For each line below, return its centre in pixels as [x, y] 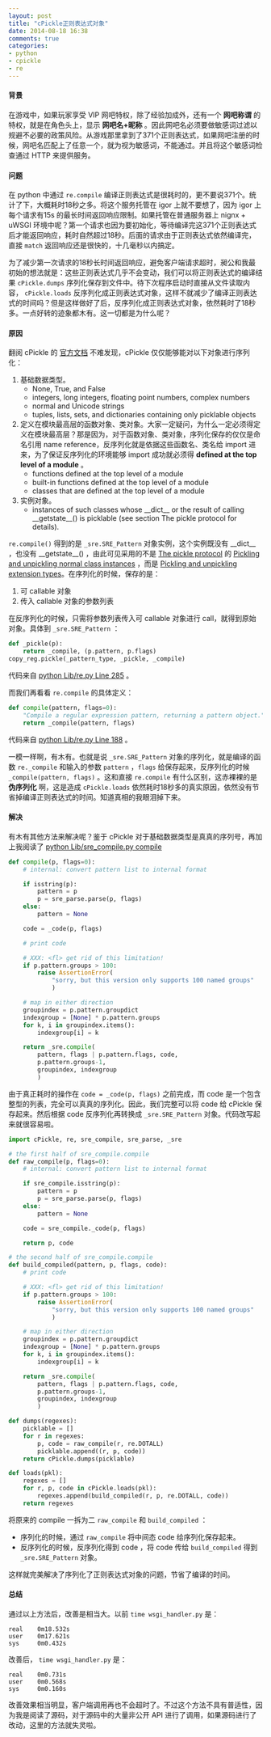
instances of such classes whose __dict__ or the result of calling [138, 509]
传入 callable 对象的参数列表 [67, 601]
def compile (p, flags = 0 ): [52, 862]
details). [46, 527]
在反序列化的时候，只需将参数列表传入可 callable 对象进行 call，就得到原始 [132, 619]
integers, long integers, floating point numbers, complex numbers [141, 398]
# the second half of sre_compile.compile [81, 1257]
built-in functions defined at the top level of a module [121, 483]
